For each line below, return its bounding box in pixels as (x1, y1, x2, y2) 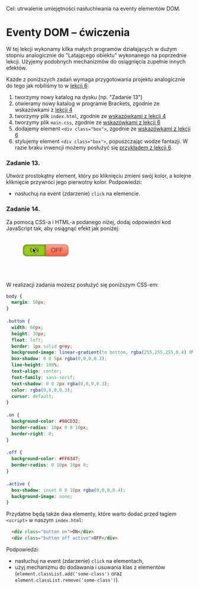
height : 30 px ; (11, 330, 46, 337)
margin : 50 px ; (11, 300, 46, 305)
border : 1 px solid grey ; (11, 343, 73, 349)
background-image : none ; (11, 494, 73, 499)
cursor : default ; (11, 393, 54, 399)
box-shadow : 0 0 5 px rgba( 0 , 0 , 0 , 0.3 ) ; (11, 356, 108, 362)
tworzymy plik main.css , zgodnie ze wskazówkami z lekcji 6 (14, 119, 161, 126)
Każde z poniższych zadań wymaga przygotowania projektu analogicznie (6, 75, 185, 82)
